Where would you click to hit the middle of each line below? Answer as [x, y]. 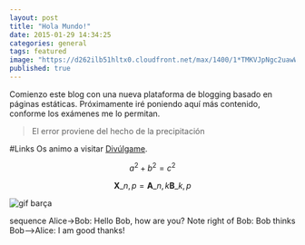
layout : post [34, 18]
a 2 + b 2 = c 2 [152, 167]
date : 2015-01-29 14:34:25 [60, 34]
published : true [40, 69]
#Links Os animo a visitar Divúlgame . [79, 148]
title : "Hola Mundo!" [50, 26]
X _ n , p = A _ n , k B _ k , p [152, 185]
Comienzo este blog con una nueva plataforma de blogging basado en [141, 94]
